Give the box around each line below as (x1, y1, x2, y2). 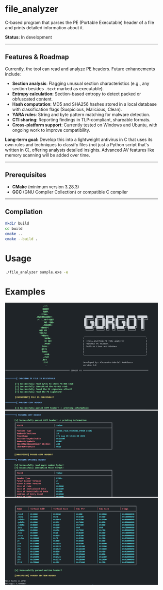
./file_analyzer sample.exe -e (5, 270, 68, 275)
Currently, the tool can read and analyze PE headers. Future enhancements (5, 66, 155, 72)
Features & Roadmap (5, 53, 69, 61)
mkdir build (5, 221, 29, 226)
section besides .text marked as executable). (12, 85, 104, 91)
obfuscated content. (12, 96, 53, 102)
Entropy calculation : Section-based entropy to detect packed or (12, 91, 142, 97)
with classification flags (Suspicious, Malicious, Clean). (12, 106, 122, 112)
